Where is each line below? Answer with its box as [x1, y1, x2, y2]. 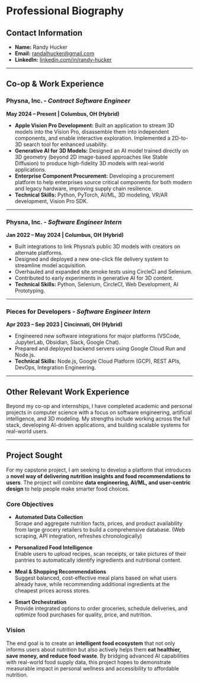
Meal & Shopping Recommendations [14, 568, 107, 576]
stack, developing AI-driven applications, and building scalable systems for [6, 422, 190, 429]
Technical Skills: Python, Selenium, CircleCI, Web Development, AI [14, 280, 179, 287]
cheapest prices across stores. [14, 587, 91, 595]
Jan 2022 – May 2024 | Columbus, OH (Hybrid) [6, 231, 124, 238]
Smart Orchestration [14, 599, 67, 606]
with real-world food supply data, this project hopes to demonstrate [6, 658, 172, 666]
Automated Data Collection [14, 514, 84, 521]
